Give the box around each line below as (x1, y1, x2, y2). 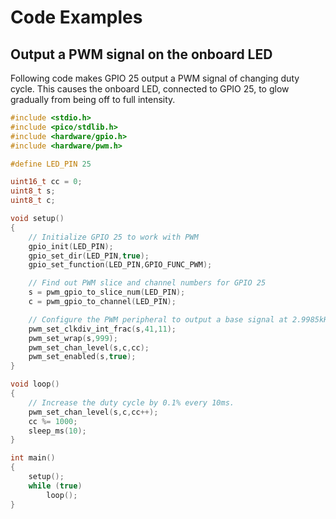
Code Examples (10, 6, 143, 29)
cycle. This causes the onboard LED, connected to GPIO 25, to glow (10, 83, 290, 95)
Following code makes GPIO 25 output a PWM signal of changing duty (10, 72, 300, 84)
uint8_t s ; (10, 186, 56, 196)
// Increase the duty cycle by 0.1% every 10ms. (28, 397, 235, 408)
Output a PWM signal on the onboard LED (10, 46, 273, 63)
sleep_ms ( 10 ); (28, 426, 87, 436)
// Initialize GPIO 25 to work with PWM (28, 232, 199, 242)
